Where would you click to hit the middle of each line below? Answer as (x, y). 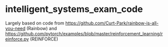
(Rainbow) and (42, 28)
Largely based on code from (35, 23)
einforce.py (17, 39)
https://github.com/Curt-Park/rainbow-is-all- (112, 23)
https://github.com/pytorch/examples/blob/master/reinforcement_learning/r (84, 33)
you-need (15, 28)
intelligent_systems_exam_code (74, 9)
